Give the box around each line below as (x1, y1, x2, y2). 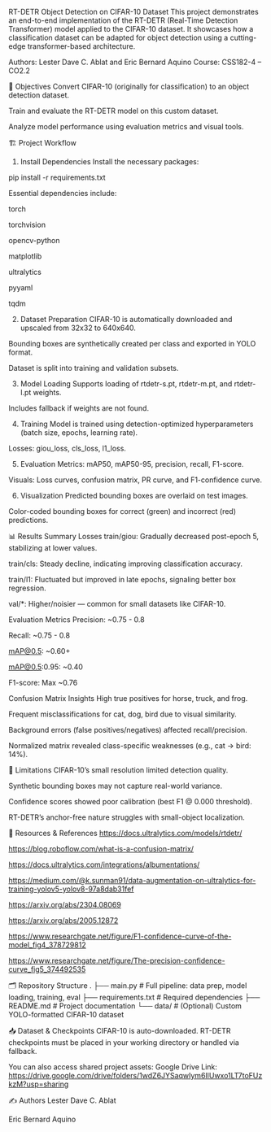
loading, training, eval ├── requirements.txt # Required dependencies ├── (8, 992, 260, 1002)
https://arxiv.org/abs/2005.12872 (8, 916, 119, 925)
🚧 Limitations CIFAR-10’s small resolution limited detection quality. (8, 765, 229, 775)
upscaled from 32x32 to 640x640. (20, 323, 137, 333)
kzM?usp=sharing (8, 1079, 69, 1089)
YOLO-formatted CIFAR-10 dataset (8, 1010, 125, 1019)
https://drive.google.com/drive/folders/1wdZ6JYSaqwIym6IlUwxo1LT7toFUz (8, 1071, 263, 1080)
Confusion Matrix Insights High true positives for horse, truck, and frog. (8, 694, 248, 703)
